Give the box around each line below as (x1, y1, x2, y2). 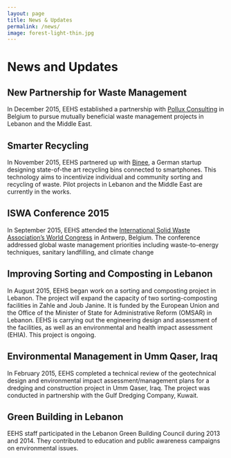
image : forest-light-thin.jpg (7, 29, 95, 37)
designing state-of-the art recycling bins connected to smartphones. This (7, 165, 216, 174)
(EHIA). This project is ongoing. (7, 330, 97, 339)
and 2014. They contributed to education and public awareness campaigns (7, 437, 221, 445)
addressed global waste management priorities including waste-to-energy (7, 240, 219, 249)
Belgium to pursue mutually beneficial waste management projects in (7, 112, 204, 121)
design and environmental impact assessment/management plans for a (7, 376, 210, 385)
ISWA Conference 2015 (7, 208, 109, 219)
